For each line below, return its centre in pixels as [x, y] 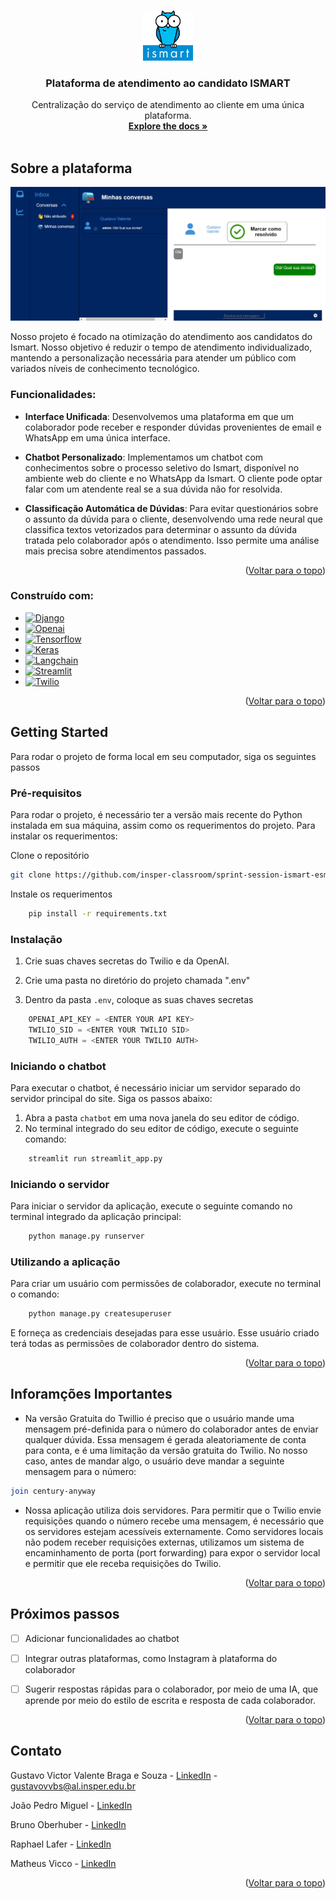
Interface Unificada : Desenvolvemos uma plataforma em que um [159, 416]
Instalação [36, 939]
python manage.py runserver [86, 1236]
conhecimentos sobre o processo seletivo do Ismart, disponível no [162, 467]
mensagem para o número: [80, 1471]
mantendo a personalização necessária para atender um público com [153, 358]
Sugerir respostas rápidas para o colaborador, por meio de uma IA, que [171, 1689]
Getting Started [59, 732]
